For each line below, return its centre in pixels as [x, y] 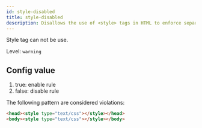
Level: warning [24, 51]
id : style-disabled [31, 12]
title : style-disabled [35, 17]
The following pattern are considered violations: [66, 103]
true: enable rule [35, 85]
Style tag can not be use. [37, 40]
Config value [31, 70]
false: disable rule [37, 91]
